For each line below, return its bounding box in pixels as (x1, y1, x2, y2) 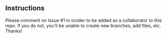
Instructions (5, 4, 45, 12)
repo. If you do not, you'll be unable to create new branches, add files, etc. (5, 22, 161, 28)
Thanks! (5, 27, 22, 34)
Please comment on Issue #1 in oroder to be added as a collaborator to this (5, 17, 162, 23)
